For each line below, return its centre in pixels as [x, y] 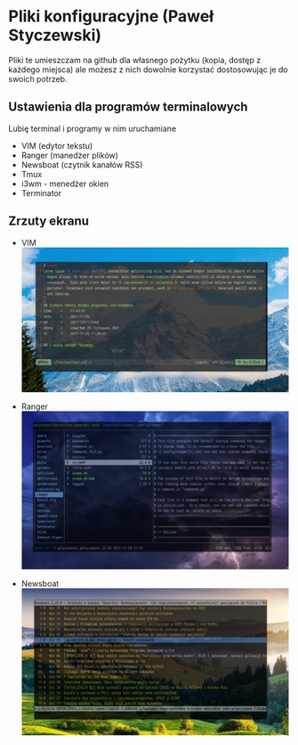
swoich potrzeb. [38, 78]
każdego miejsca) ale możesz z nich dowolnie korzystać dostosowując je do [148, 70]
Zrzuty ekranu [49, 221]
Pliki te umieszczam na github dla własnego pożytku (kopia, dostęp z [135, 60]
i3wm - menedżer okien [65, 184]
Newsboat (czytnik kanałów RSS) [82, 164]
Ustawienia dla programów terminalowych [128, 107]
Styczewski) [55, 35]
